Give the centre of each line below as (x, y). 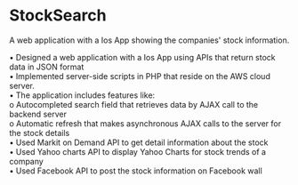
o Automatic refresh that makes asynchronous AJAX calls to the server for (145, 123)
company (27, 161)
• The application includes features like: (82, 95)
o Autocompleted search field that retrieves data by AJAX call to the (134, 104)
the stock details (40, 133)
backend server (38, 114)
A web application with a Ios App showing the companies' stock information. (149, 40)
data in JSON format (47, 67)
